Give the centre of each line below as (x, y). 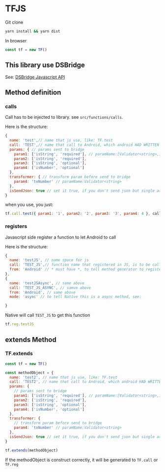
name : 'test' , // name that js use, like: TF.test (61, 140)
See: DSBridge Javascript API (35, 77)
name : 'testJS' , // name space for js (49, 260)
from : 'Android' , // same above (43, 292)
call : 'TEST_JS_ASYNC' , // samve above (50, 288)
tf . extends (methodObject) (31, 450)
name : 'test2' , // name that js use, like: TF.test (64, 377)
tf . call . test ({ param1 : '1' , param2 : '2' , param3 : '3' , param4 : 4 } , (78, 214)
